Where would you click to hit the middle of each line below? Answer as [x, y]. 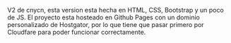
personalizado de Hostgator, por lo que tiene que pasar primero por [106, 25]
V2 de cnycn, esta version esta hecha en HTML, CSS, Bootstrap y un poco [115, 10]
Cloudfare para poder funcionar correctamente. [77, 32]
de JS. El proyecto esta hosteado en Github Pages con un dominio [103, 17]
